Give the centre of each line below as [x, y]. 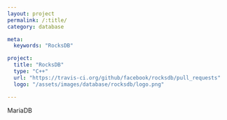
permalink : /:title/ [37, 20]
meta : [15, 39]
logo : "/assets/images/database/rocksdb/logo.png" [89, 84]
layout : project [31, 14]
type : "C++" [31, 71]
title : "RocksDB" [39, 65]
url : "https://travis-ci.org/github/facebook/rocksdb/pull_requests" [117, 77]
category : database [36, 27]
